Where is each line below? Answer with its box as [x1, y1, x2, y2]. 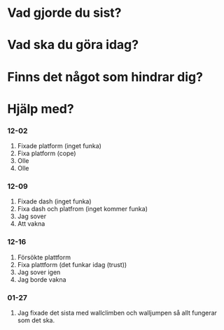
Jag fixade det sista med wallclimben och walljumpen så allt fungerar [17, 308, 217, 317]
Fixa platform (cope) [17, 149, 76, 158]
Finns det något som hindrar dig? [7, 69, 203, 85]
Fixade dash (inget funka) [17, 197, 92, 206]
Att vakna [17, 220, 45, 228]
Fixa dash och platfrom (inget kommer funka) [17, 205, 148, 213]
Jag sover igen [17, 268, 61, 276]
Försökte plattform [17, 253, 71, 261]
